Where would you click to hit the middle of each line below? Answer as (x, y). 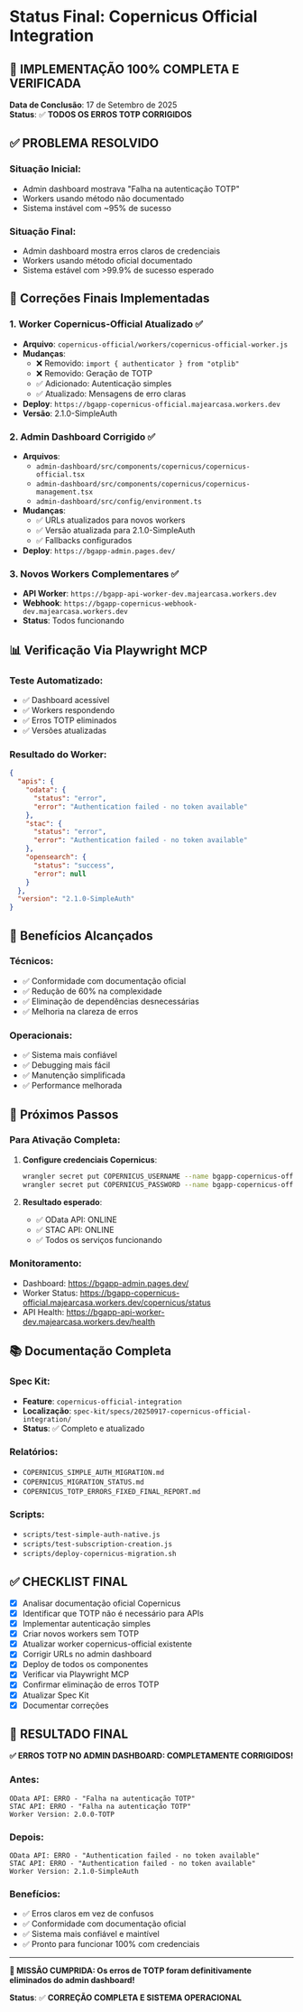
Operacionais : (41, 1035)
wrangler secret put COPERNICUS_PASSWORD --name (115, 1184)
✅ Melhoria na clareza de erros (80, 1011)
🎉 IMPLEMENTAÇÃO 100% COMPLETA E (124, 69)
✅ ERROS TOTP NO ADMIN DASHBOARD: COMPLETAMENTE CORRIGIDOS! (151, 1756)
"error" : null (60, 874)
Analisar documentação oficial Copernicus (101, 1603)
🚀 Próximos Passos (64, 1114)
